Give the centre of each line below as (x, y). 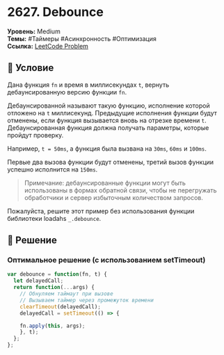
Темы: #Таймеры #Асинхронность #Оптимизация (82, 38)
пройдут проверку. (35, 135)
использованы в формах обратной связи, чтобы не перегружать (120, 190)
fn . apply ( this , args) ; (53, 326)
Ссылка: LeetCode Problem (48, 46)
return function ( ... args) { (54, 288)
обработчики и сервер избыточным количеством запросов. (114, 197)
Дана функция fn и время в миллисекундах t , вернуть (88, 85)
